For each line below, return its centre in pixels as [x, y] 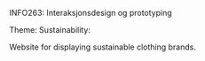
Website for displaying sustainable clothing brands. [103, 47]
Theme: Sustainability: [50, 30]
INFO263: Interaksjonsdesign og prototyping [91, 13]
